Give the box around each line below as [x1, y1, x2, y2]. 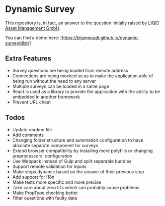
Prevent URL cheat [12, 99, 51, 105]
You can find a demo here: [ [5, 35, 62, 41]
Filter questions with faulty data [12, 195, 78, 201]
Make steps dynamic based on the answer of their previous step [12, 168, 144, 174]
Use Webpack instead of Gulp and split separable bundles [12, 158, 132, 164]
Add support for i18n [12, 174, 55, 180]
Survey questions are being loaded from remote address [12, 67, 128, 73]
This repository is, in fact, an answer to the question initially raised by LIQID [5, 20, 160, 26]
